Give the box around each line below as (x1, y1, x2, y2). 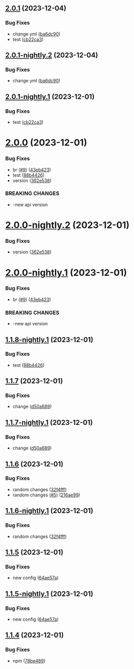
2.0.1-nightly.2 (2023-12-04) (5, 51, 99, 60)
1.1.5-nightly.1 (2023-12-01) (5, 589, 94, 598)
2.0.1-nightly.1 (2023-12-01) (5, 92, 95, 101)
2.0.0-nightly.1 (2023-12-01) (5, 266, 127, 278)
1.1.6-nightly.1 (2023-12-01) (5, 507, 94, 515)
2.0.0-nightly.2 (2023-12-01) (5, 219, 130, 231)
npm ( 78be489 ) (12, 657, 46, 664)
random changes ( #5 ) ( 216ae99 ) (12, 492, 80, 498)
